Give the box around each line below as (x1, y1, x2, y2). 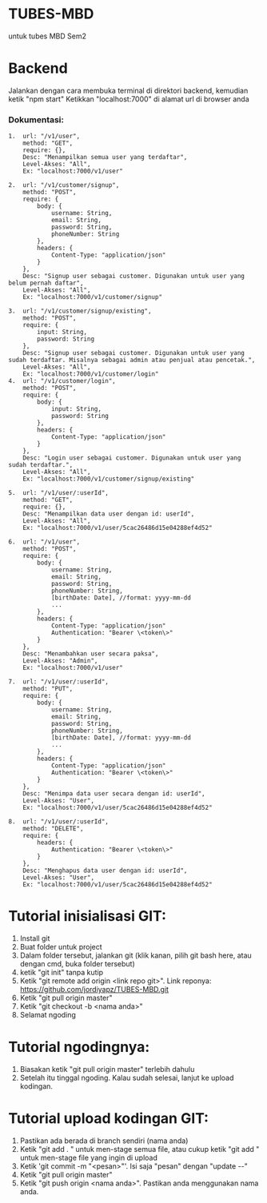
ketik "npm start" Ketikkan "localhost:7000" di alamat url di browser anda (8, 94, 249, 104)
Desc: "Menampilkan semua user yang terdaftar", (22, 153, 188, 161)
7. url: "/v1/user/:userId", (8, 678, 110, 686)
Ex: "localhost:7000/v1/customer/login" (22, 370, 159, 378)
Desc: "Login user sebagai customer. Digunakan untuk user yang (22, 454, 241, 462)
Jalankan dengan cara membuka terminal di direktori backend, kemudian (8, 86, 249, 95)
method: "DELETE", (22, 825, 84, 833)
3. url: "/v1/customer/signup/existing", (8, 307, 152, 316)
